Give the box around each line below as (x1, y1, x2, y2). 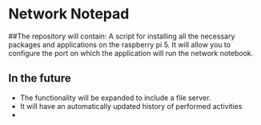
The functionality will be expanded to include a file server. (19, 93, 211, 103)
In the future (8, 71, 71, 85)
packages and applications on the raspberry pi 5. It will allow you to (8, 39, 231, 49)
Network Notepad (8, 5, 130, 23)
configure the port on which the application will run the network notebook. (8, 48, 254, 58)
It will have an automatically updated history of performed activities (19, 101, 243, 111)
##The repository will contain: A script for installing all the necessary (8, 31, 235, 41)
